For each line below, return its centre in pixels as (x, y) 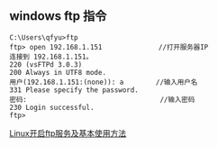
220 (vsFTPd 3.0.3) (46, 64)
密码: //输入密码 (102, 99)
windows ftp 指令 (58, 16)
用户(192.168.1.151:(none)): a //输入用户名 (104, 82)
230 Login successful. (52, 107)
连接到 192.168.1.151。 (51, 57)
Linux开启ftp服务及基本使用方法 (68, 133)
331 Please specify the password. (74, 90)
